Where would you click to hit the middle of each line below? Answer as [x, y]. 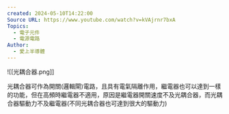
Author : [18, 45]
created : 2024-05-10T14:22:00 [50, 13]
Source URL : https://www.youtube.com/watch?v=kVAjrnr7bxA [91, 20]
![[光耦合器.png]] [31, 72]
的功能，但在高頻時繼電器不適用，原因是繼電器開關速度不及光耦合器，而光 [112, 95]
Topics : [18, 26]
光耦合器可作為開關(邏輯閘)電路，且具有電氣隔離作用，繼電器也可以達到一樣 [114, 86]
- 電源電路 [27, 39]
